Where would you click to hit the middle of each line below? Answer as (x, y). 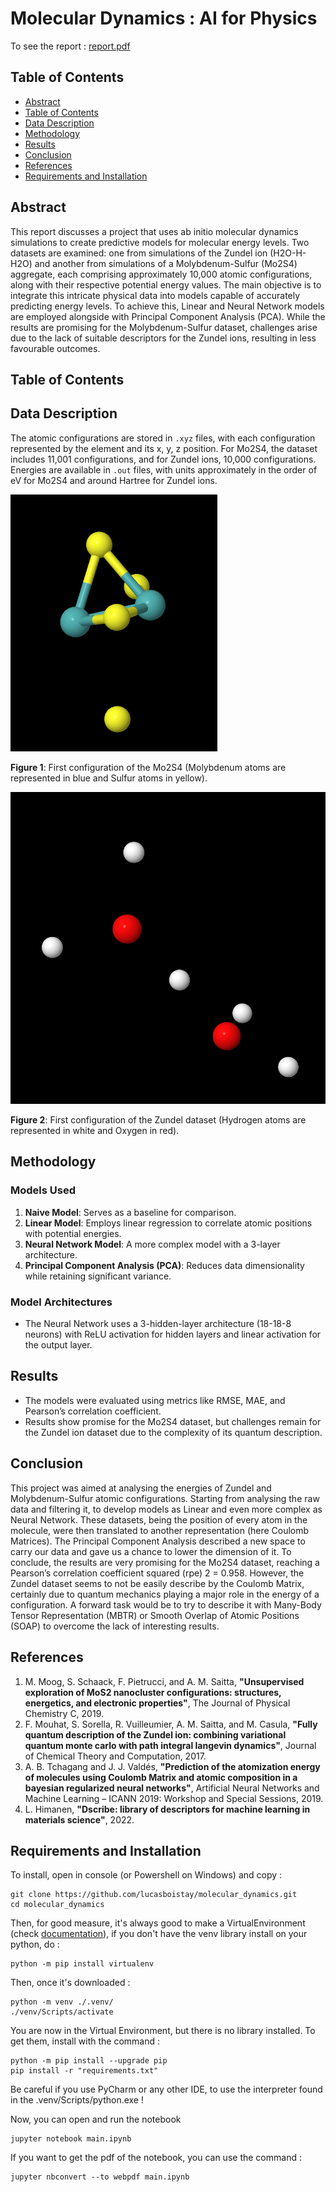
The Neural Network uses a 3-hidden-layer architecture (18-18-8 (158, 1324)
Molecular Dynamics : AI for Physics (164, 18)
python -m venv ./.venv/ (62, 2002)
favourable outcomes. (55, 348)
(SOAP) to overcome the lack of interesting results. (115, 1626)
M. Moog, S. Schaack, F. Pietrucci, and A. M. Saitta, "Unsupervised (164, 1681)
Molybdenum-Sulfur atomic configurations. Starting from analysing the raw (165, 1498)
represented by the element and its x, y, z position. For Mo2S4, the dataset (164, 448)
